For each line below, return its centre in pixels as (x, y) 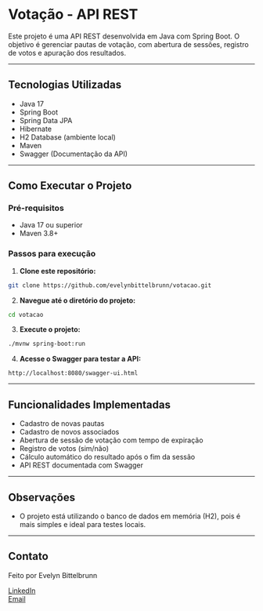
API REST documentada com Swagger (81, 465)
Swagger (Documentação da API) (73, 154)
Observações (42, 497)
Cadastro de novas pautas (62, 424)
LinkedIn (22, 591)
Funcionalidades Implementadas (89, 404)
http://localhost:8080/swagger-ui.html (73, 373)
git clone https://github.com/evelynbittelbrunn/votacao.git (110, 285)
